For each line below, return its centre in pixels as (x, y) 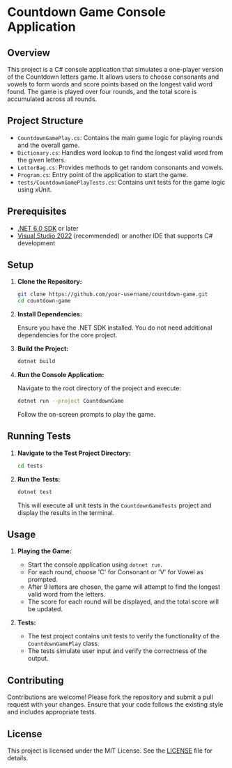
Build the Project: (43, 348)
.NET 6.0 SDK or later (48, 228)
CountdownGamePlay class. (63, 644)
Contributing (36, 680)
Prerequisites (37, 212)
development (36, 243)
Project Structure (45, 121)
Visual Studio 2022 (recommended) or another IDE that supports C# (115, 236)
